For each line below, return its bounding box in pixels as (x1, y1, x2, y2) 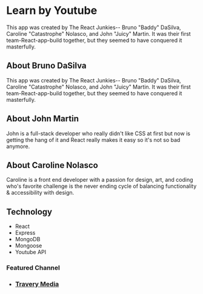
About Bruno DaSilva (6, 61, 87, 71)
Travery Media (15, 280, 59, 289)
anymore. (6, 142, 30, 150)
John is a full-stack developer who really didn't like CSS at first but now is (6, 130, 191, 137)
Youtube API (15, 249, 47, 256)
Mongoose (15, 242, 42, 249)
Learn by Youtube (6, 4, 98, 18)
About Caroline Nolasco (6, 160, 98, 170)
